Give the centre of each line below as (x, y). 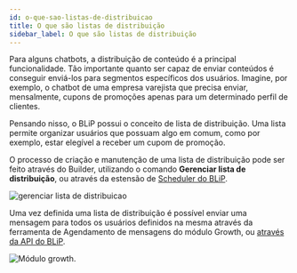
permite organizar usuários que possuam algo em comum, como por (135, 133)
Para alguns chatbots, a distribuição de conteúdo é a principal (123, 60)
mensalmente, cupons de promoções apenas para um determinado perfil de (149, 97)
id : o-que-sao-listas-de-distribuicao (81, 17)
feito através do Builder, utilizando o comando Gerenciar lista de (128, 169)
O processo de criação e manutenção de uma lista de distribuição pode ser (147, 160)
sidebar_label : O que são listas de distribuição (103, 34)
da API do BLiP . (37, 242)
